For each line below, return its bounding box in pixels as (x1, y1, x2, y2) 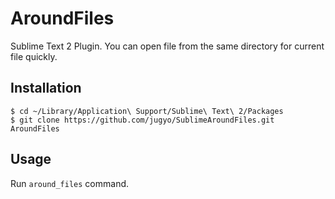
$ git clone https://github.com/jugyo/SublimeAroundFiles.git (10, 115, 275, 125)
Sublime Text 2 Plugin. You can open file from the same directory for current (10, 40, 325, 52)
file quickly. (10, 50, 58, 62)
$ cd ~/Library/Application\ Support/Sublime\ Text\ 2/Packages (10, 106, 284, 116)
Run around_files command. (10, 177, 130, 189)
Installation (10, 80, 82, 97)
